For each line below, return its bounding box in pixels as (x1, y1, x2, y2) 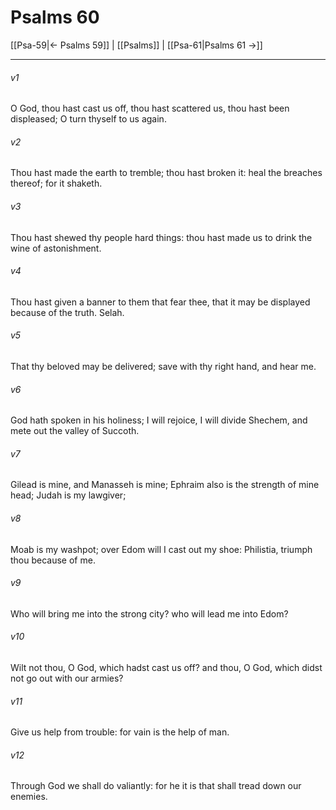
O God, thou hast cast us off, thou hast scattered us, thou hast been (10, 102, 290, 115)
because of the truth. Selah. (10, 306, 125, 318)
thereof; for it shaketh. (10, 177, 103, 190)
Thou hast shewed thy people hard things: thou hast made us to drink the (10, 231, 313, 243)
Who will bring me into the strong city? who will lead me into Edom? (10, 607, 289, 620)
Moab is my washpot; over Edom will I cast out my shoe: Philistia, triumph (10, 543, 313, 555)
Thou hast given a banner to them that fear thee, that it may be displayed (10, 296, 311, 308)
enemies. (10, 791, 48, 803)
